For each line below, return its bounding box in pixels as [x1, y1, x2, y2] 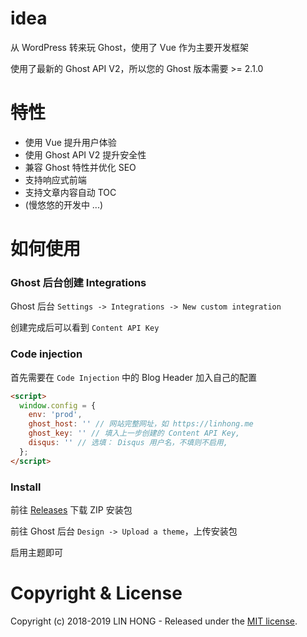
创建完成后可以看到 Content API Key [10, 322, 160, 334]
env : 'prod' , [28, 410, 83, 420]
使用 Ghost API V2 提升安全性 [24, 148, 147, 161]
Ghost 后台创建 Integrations [10, 275, 147, 289]
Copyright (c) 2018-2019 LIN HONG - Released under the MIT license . [10, 615, 298, 627]
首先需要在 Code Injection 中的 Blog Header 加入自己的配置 [10, 371, 258, 383]
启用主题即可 [10, 546, 63, 558]
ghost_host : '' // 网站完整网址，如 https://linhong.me [28, 419, 254, 429]
